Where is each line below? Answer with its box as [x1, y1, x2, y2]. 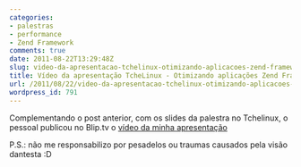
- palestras [9, 21, 54, 30]
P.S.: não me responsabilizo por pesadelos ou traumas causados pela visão [9, 139, 288, 150]
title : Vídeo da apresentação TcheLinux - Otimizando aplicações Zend [9, 71, 279, 80]
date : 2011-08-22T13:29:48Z [9, 54, 115, 63]
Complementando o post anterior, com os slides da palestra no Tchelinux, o [9, 113, 288, 123]
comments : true [9, 46, 66, 55]
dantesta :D [9, 148, 52, 159]
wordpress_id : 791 [9, 88, 78, 96]
